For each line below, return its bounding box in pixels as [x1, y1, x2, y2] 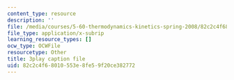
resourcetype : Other [7, 49, 68, 56]
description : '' [7, 17, 54, 24]
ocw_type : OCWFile [7, 42, 61, 49]
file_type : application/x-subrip [7, 29, 104, 37]
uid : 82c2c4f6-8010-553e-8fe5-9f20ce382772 [7, 62, 136, 69]
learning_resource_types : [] [7, 36, 92, 43]
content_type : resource [7, 10, 77, 17]
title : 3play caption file [7, 56, 86, 63]
